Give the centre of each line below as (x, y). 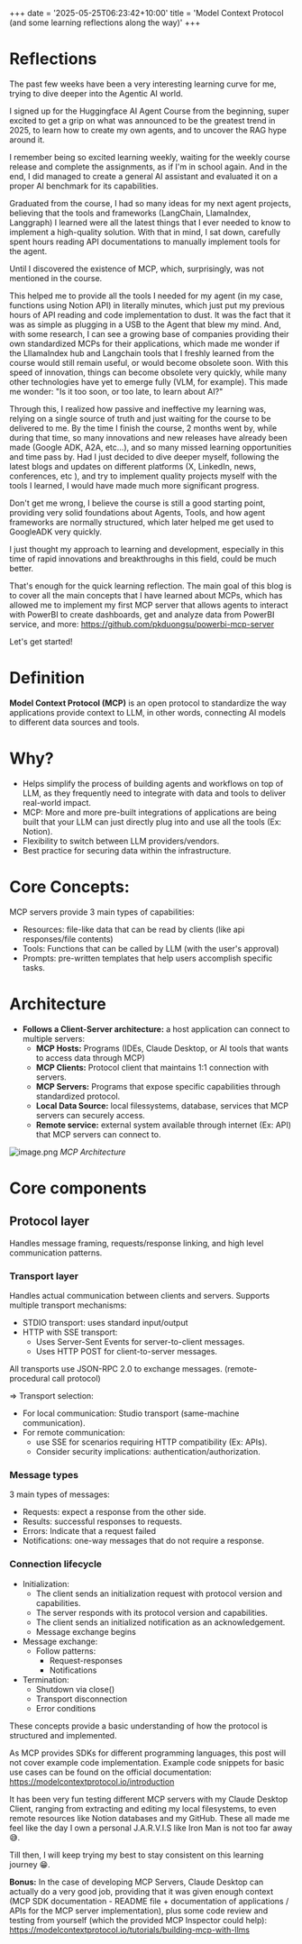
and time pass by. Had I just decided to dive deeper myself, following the (144, 456)
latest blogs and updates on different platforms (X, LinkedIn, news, (133, 466)
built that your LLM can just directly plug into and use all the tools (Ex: (152, 821)
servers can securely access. (91, 1115)
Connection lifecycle (55, 1565)
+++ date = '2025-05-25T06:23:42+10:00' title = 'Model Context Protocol (146, 13)
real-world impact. (57, 802)
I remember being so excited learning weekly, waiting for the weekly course (150, 157)
